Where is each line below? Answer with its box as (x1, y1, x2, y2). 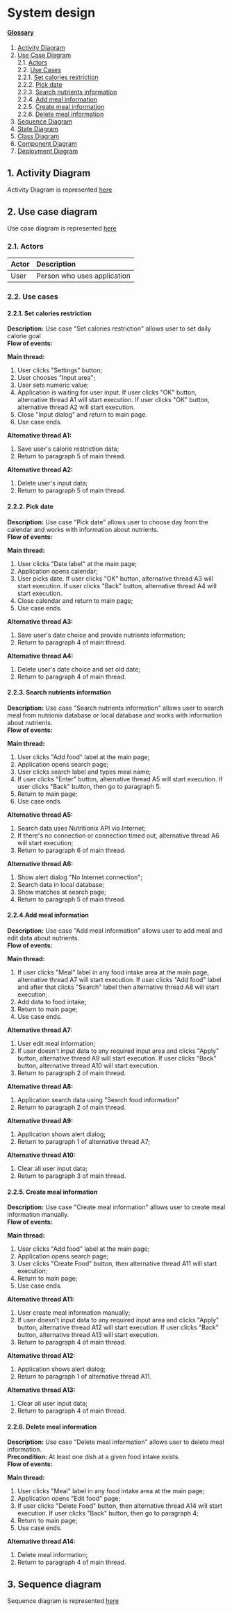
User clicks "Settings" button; (17, 366, 103, 374)
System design (7, 5, 96, 21)
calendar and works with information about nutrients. (7, 525, 159, 533)
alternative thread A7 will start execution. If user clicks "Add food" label (17, 976, 222, 984)
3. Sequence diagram (7, 1578, 102, 1590)
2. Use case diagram (7, 206, 98, 217)
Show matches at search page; (17, 888, 106, 896)
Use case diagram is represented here (7, 224, 117, 233)
